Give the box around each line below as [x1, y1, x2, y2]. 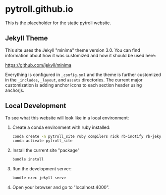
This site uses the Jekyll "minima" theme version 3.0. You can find [5, 47, 140, 53]
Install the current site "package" [12, 147, 80, 154]
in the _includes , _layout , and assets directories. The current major [5, 77, 143, 82]
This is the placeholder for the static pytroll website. [5, 20, 111, 26]
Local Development [5, 102, 66, 110]
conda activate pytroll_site [12, 138, 73, 144]
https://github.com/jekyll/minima [5, 62, 72, 68]
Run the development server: [12, 166, 72, 172]
